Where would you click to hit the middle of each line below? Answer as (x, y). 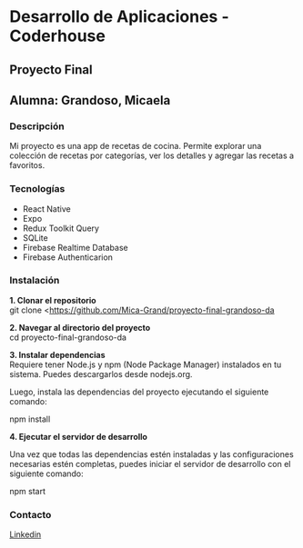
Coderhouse (58, 36)
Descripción (37, 126)
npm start (28, 491)
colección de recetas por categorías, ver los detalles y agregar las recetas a (151, 155)
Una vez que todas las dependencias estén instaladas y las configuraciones (151, 454)
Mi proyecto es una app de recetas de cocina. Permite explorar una (136, 146)
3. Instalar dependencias (57, 354)
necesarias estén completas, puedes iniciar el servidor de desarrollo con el (150, 463)
